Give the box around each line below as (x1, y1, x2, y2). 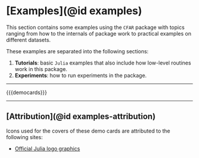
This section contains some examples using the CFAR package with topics (6, 24, 185, 31)
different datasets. (6, 36, 51, 43)
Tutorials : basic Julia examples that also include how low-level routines (14, 59, 191, 66)
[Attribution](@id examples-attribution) (6, 111, 156, 122)
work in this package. (14, 65, 68, 72)
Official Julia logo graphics (14, 145, 81, 152)
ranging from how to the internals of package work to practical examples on (6, 30, 191, 37)
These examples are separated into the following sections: (6, 47, 149, 54)
